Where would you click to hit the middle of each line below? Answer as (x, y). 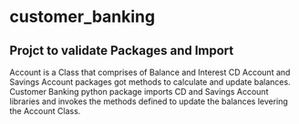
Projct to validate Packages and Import (122, 51)
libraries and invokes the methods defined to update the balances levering (149, 101)
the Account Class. (45, 111)
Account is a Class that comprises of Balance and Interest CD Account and (150, 72)
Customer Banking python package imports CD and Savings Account (139, 92)
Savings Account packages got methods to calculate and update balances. (150, 82)
